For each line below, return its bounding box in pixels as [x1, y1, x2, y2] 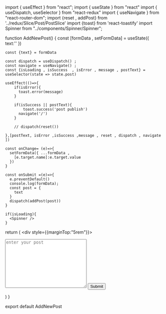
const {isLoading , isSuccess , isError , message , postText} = [5, 67, 146, 72]
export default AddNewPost [5, 304, 62, 309]
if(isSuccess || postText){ [14, 102, 72, 107]
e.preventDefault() [9, 177, 50, 182]
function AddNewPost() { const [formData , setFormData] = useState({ [5, 35, 149, 41]
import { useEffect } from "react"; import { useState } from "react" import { [5, 4, 158, 10]
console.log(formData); [9, 181, 59, 186]
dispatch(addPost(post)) [9, 199, 61, 204]
